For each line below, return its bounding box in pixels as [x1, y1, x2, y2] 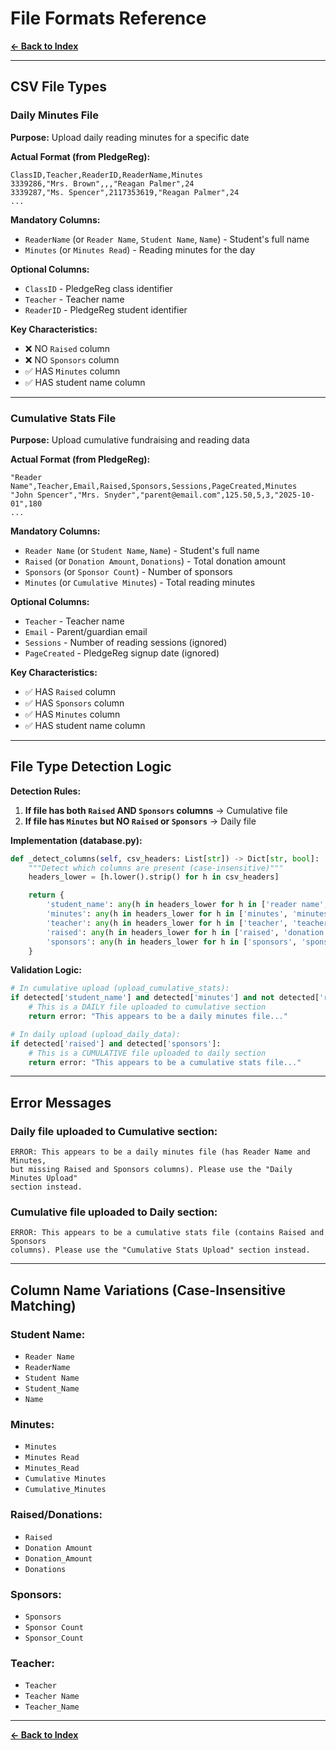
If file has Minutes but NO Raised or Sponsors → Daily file [24, 815, 257, 827]
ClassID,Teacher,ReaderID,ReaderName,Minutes [10, 170, 203, 180]
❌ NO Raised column [24, 342, 111, 354]
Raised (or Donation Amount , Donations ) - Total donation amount [24, 555, 286, 567]
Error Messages [10, 1094, 112, 1111]
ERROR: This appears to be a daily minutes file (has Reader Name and [10, 1147, 311, 1157]
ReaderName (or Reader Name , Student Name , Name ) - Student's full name [24, 233, 310, 245]
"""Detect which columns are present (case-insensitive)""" [28, 863, 284, 873]
